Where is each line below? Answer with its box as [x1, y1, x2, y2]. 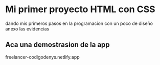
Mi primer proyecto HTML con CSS [5, 4, 155, 15]
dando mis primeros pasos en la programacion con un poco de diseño [5, 20, 153, 26]
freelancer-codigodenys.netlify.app [5, 54, 80, 60]
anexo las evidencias [5, 25, 50, 31]
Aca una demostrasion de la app [5, 41, 110, 49]
